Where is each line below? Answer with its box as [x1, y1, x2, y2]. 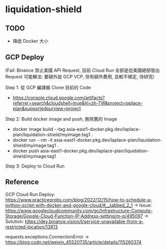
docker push [12, 148, 40, 154]
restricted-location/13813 [5, 224, 58, 230]
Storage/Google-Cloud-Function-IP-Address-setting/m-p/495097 [5, 213, 144, 219]
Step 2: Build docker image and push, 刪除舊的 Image [5, 116, 117, 122]
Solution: [5, 218, 24, 225]
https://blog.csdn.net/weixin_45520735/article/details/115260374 [5, 239, 142, 245]
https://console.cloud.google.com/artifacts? [12, 94, 105, 100]
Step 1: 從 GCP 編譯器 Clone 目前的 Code [5, 84, 91, 90]
